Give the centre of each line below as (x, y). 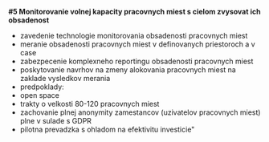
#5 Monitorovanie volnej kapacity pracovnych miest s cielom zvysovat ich (134, 12)
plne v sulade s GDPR (56, 121)
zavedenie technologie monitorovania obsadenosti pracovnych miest (134, 36)
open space (40, 95)
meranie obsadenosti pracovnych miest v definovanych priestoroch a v (137, 44)
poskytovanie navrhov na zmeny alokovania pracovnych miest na (128, 70)
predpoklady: (42, 87)
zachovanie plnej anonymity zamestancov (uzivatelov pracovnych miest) (140, 112)
